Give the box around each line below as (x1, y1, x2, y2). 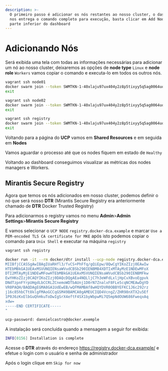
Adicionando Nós (5, 43, 78, 54)
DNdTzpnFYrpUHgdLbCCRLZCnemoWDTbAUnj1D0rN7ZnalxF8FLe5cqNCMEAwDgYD (5, 280, 149, 285)
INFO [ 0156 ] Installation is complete (5, 336, 84, 341)
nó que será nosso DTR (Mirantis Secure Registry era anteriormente (5, 197, 145, 203)
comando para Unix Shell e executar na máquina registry (5, 238, 126, 244)
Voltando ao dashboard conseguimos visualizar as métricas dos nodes (5, 159, 151, 165)
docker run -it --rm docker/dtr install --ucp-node (5, 257, 115, 262)
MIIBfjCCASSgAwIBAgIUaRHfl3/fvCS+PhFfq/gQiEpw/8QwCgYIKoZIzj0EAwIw (5, 261, 149, 266)
